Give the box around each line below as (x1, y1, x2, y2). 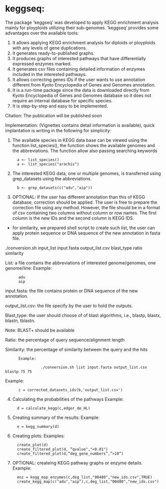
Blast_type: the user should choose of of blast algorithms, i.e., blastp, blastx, (5, 312, 161, 318)
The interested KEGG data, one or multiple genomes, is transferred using (12, 170, 161, 176)
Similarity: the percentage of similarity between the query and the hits (5, 346, 148, 352)
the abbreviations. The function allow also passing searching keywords (12, 148, 158, 154)
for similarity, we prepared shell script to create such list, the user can (12, 225, 155, 231)
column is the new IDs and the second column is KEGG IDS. (12, 215, 134, 221)
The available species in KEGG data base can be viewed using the (12, 137, 148, 143)
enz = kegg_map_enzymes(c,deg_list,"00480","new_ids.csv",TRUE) (17, 475, 153, 480)
